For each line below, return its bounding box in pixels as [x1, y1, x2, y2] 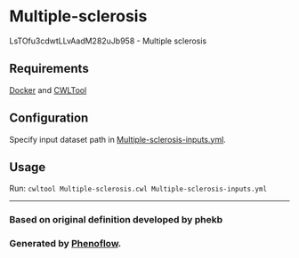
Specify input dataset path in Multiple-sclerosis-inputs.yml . [9, 134, 227, 145]
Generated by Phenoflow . [9, 238, 122, 250]
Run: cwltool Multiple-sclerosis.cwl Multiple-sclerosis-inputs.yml [9, 184, 268, 194]
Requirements [9, 61, 89, 76]
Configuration [9, 111, 89, 126]
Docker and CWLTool [9, 84, 87, 95]
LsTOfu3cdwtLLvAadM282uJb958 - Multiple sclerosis [9, 35, 207, 46]
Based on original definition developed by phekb [9, 214, 223, 226]
